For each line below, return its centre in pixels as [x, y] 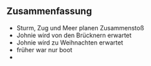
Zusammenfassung [49, 11]
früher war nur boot [44, 49]
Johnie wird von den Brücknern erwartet [74, 35]
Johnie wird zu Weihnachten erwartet [70, 42]
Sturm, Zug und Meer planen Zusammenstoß [80, 27]
